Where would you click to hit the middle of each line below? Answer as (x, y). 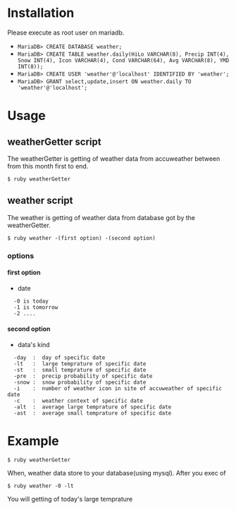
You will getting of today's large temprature (70, 499)
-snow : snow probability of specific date (80, 382)
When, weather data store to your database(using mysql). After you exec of (117, 473)
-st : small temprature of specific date (80, 370)
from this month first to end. (48, 166)
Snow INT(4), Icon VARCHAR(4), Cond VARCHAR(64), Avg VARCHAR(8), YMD (123, 60)
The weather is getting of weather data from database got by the (101, 217)
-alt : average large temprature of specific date (93, 407)
